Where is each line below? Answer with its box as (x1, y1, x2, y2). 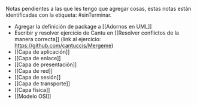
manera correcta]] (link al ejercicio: (14, 36, 101, 42)
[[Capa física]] (14, 87, 50, 93)
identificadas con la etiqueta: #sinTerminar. (5, 11, 112, 18)
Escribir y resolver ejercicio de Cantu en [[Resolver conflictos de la (14, 29, 179, 36)
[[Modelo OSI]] (14, 92, 51, 100)
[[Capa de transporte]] (14, 80, 70, 87)
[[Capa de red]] (14, 67, 53, 74)
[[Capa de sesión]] (14, 74, 61, 81)
